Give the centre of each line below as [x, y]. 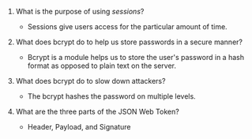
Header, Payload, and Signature [79, 127]
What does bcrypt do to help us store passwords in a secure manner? [129, 42]
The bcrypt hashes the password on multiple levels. [111, 96]
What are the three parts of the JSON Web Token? [97, 111]
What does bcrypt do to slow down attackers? [90, 81]
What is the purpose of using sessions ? [80, 11]
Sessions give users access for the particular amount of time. [127, 26]
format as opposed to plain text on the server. [102, 66]
